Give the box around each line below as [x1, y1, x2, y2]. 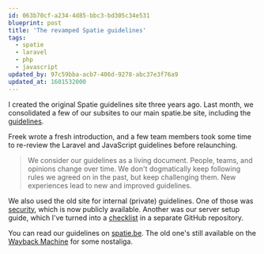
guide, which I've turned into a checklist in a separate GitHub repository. [8, 213, 243, 222]
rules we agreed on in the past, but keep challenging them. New [27, 172, 236, 182]
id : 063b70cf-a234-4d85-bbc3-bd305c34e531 [8, 11, 150, 20]
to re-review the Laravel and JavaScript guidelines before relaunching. [8, 140, 238, 150]
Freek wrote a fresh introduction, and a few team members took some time [8, 131, 251, 141]
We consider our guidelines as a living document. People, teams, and [27, 155, 253, 165]
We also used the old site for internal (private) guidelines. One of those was [8, 195, 254, 206]
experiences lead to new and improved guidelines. [27, 180, 192, 190]
